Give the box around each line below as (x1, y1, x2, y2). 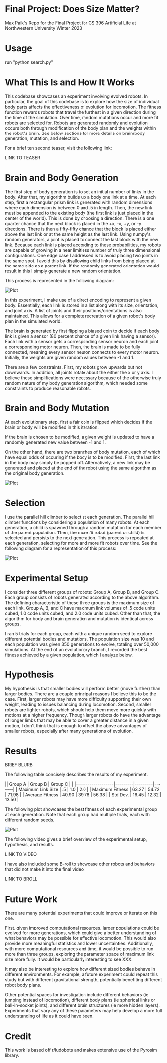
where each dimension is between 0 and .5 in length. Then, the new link (5, 204, 153, 210)
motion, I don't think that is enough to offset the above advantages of (5, 722, 147, 728)
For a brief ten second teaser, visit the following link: (5, 145, 112, 151)
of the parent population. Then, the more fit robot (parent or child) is (5, 530, 145, 535)
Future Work (5, 893, 58, 905)
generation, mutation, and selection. (5, 135, 79, 141)
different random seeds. (5, 817, 55, 823)
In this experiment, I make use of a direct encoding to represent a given (5, 297, 152, 303)
